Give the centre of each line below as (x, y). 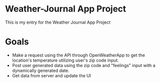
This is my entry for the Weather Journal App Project (58, 22)
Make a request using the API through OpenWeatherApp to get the (78, 55)
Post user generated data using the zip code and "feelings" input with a (84, 65)
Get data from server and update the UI (52, 75)
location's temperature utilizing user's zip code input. (65, 60)
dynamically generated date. (41, 70)
